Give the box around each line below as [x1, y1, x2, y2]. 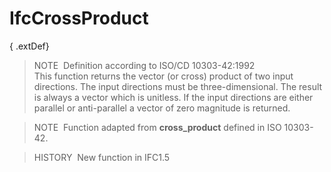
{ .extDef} [9, 40, 50, 52]
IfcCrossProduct [9, 7, 149, 30]
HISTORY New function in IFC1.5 [33, 151, 171, 163]
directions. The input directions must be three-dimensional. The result [33, 80, 323, 92]
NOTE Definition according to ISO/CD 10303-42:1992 [33, 59, 256, 71]
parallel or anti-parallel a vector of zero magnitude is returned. [33, 102, 291, 114]
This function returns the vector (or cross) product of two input [33, 70, 294, 82]
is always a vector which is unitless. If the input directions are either [33, 91, 314, 103]
